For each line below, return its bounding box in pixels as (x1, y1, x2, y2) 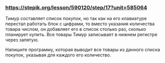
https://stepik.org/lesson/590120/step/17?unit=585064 (5, 4, 148, 11)
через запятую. (5, 37, 39, 43)
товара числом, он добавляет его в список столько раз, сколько (5, 26, 146, 32)
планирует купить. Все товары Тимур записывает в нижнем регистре (5, 32, 158, 38)
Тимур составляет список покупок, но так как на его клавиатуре (5, 16, 147, 22)
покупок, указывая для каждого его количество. (5, 52, 112, 58)
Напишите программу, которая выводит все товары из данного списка (5, 47, 160, 53)
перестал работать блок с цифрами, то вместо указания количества (5, 21, 155, 27)
